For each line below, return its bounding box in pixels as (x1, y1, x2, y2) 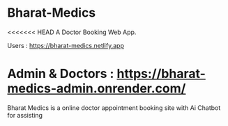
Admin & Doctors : (7, 66, 114, 81)
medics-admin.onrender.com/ (7, 81, 186, 97)
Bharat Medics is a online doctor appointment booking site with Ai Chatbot (7, 103, 221, 112)
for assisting (7, 111, 43, 119)
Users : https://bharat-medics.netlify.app (7, 41, 124, 49)
